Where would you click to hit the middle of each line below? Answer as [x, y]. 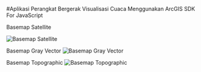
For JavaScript [25, 15]
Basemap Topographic [35, 63]
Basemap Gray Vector [34, 51]
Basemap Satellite [29, 27]
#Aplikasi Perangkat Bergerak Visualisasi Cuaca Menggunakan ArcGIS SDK [101, 9]
